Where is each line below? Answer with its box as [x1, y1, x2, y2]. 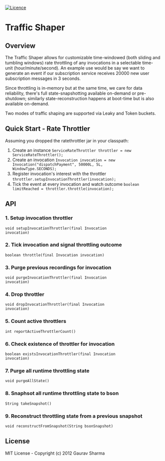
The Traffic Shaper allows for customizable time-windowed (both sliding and [5, 55, 161, 60]
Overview [5, 41, 36, 50]
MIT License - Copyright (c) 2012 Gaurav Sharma [5, 450, 105, 456]
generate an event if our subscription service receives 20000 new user [5, 71, 150, 76]
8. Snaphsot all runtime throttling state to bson [5, 390, 119, 397]
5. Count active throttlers [5, 318, 66, 325]
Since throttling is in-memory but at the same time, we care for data [5, 85, 143, 91]
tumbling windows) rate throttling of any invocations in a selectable [5, 60, 141, 66]
